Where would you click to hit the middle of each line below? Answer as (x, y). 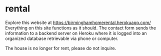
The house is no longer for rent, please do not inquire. (61, 48)
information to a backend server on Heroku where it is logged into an (76, 33)
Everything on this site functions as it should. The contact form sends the (81, 27)
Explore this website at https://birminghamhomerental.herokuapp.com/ (78, 22)
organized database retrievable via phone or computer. (62, 38)
